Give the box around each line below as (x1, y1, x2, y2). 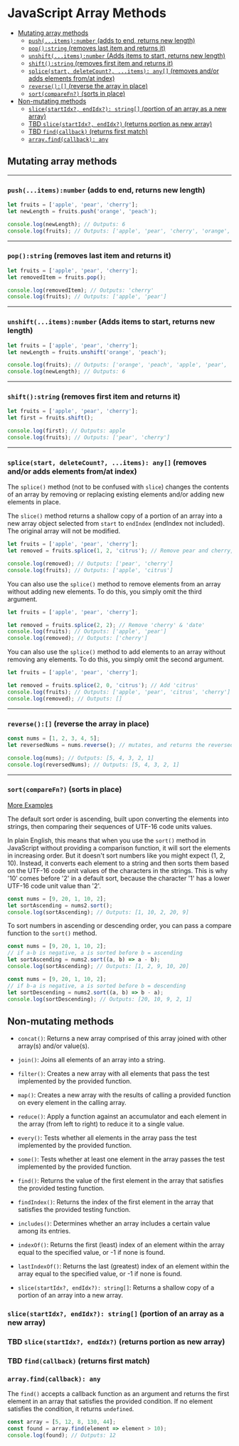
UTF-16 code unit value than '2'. (7, 881, 102, 890)
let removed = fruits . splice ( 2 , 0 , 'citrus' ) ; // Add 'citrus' (7, 682, 199, 689)
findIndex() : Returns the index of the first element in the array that (17, 1198, 214, 1206)
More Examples (7, 800, 53, 809)
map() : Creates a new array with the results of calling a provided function (17, 1091, 231, 1099)
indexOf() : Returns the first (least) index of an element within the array (17, 1241, 225, 1249)
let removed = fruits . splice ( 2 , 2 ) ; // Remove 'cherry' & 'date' (7, 621, 206, 628)
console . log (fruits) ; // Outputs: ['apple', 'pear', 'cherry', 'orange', (7, 227, 231, 235)
